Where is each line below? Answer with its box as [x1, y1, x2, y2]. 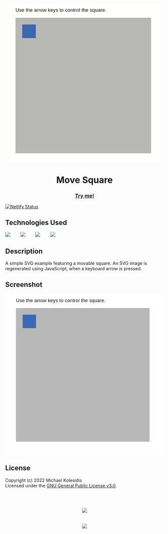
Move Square [56, 175, 113, 186]
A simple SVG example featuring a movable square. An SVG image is [5, 260, 147, 266]
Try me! [74, 192, 95, 199]
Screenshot [5, 280, 43, 289]
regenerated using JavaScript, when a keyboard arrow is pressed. [5, 266, 142, 272]
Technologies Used [5, 218, 67, 227]
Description [5, 247, 43, 255]
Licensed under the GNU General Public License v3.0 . [5, 482, 117, 489]
